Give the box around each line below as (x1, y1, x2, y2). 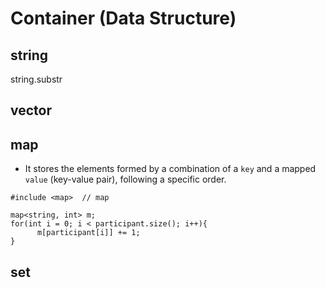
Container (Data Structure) (10, 7, 237, 30)
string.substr (10, 73, 63, 85)
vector (10, 102, 52, 119)
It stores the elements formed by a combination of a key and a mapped (24, 163, 317, 175)
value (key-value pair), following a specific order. (24, 173, 227, 186)
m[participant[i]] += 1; (36, 228, 141, 238)
